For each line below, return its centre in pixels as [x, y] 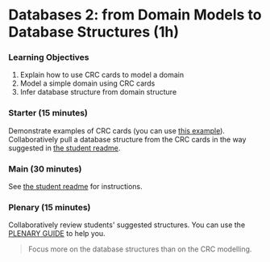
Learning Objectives [49, 57]
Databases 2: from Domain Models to [135, 15]
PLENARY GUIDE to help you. [57, 234]
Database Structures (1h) [94, 32]
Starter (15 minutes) [48, 113]
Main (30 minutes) [45, 169]
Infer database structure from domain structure [98, 92]
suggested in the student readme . [64, 148]
